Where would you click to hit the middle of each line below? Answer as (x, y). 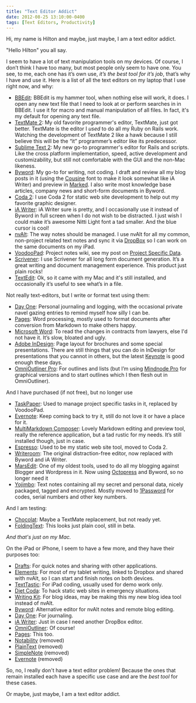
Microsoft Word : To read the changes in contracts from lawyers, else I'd (101, 331)
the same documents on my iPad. (55, 247)
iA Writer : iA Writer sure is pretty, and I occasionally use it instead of (97, 209)
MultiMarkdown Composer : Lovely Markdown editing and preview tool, (100, 429)
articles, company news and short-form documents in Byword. (90, 191)
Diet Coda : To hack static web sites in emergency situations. (87, 591)
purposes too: (23, 555)
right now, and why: (30, 86)
